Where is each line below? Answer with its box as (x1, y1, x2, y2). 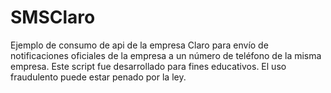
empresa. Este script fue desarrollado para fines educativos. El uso (10, 60, 287, 72)
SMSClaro (10, 6, 96, 29)
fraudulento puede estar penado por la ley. (10, 71, 187, 83)
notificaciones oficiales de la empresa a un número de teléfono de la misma (10, 49, 322, 61)
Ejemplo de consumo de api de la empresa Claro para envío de (10, 39, 269, 51)
